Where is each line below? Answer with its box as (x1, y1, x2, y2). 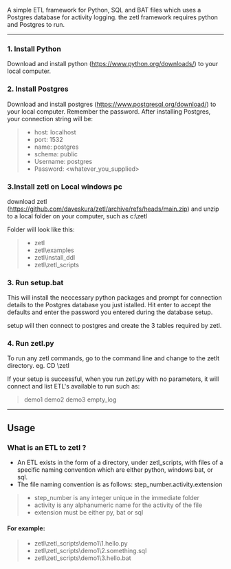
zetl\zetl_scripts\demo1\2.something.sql (34, 547, 147, 555)
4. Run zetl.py (7, 339, 54, 349)
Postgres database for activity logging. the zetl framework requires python (7, 13, 219, 21)
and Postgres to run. (7, 21, 65, 28)
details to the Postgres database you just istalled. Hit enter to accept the (7, 301, 212, 309)
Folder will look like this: (7, 225, 75, 234)
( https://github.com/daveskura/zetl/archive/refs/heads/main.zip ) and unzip (7, 205, 219, 213)
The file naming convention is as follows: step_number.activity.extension (16, 480, 223, 488)
